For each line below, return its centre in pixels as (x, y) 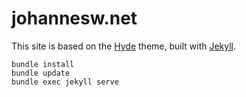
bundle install (43, 64)
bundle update (41, 73)
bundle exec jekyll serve (65, 82)
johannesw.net (74, 18)
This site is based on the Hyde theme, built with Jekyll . (124, 46)
